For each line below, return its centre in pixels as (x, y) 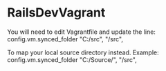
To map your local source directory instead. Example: (83, 52)
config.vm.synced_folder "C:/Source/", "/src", (72, 59)
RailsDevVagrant (56, 13)
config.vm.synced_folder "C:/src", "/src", (65, 39)
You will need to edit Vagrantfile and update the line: (81, 32)
